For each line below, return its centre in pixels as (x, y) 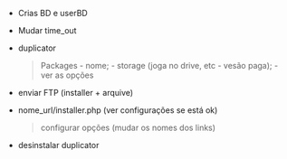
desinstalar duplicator (58, 145)
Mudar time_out (47, 30)
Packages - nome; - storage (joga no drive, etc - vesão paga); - (159, 65)
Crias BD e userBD (53, 13)
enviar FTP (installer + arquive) (76, 93)
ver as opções (67, 75)
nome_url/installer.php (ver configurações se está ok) (118, 110)
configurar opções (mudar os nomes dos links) (128, 127)
